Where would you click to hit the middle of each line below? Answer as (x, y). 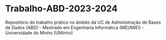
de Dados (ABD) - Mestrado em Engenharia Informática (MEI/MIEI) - (75, 27)
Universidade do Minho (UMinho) (39, 33)
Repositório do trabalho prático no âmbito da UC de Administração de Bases (83, 22)
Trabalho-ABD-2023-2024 (61, 9)
